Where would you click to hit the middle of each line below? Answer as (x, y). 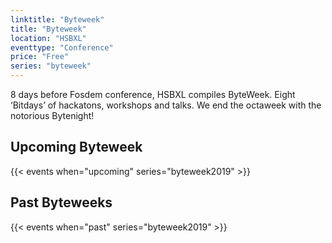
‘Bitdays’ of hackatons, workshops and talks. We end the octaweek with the (166, 105)
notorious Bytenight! (52, 115)
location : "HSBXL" (48, 38)
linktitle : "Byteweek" (57, 19)
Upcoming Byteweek (76, 147)
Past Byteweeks (61, 202)
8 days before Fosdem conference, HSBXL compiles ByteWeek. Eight (153, 94)
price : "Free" (40, 57)
